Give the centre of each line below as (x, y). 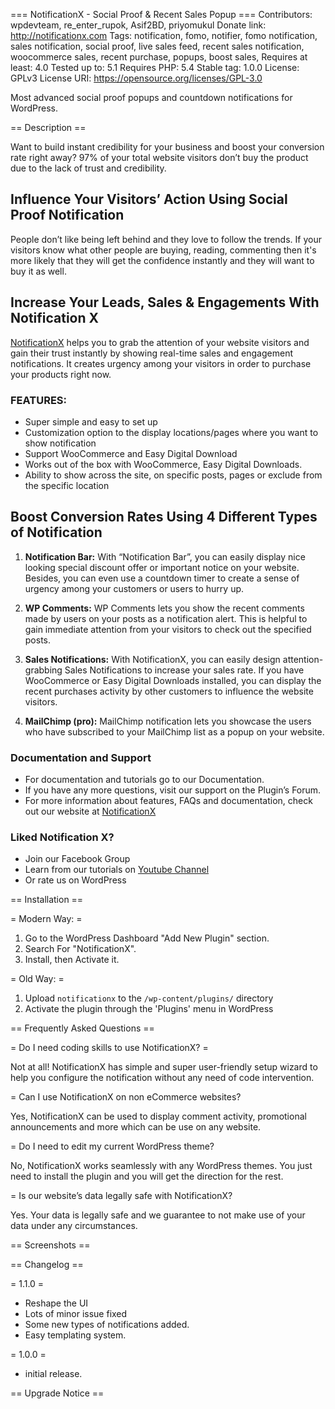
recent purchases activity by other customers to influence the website (169, 691)
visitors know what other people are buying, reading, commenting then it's (163, 250)
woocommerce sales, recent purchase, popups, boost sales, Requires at (159, 57)
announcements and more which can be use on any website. (136, 1127)
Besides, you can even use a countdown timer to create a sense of (162, 578)
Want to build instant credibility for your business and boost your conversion (167, 147)
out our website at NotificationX (90, 811)
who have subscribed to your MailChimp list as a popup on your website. (174, 731)
